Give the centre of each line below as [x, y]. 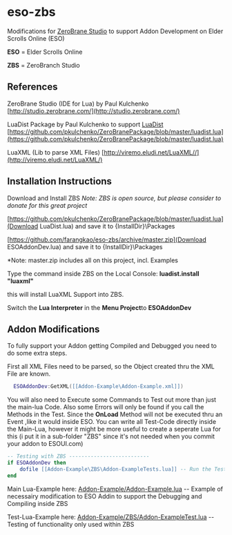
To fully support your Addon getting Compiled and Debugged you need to [112, 346]
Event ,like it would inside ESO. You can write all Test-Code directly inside [112, 422]
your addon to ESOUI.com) [45, 444]
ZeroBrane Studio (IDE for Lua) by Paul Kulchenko [78, 104]
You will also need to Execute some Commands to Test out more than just [112, 400]
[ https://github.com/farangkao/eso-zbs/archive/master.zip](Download [107, 240]
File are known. [29, 374]
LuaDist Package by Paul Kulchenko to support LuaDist [85, 124]
